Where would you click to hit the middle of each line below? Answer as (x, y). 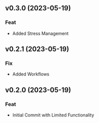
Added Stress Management (40, 33)
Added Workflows (31, 74)
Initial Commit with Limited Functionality (53, 115)
